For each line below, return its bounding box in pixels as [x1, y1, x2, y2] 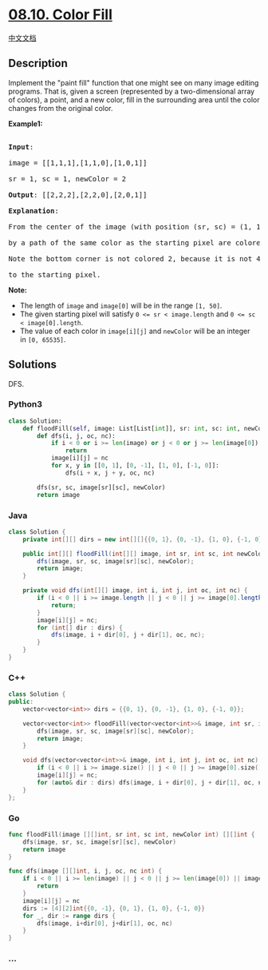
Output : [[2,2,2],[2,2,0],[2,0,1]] [8, 190, 148, 199]
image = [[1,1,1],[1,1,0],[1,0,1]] [8, 158, 148, 167]
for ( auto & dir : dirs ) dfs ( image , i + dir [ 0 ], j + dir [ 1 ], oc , [37, 778, 255, 786]
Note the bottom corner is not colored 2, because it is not [8, 254, 253, 263]
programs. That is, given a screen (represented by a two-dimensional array [8, 86, 255, 96]
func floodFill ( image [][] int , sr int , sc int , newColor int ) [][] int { [8, 830, 255, 838]
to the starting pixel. [8, 270, 101, 279]
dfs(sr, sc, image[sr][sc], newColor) [37, 483, 166, 491]
